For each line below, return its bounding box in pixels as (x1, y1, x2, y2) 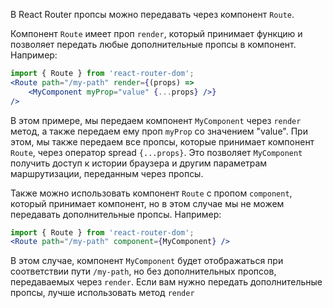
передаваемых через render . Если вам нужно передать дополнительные (10, 276, 323, 288)
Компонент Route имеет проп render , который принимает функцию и (10, 28, 303, 39)
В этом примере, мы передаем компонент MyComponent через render (10, 114, 302, 126)
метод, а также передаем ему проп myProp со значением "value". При (10, 125, 308, 137)
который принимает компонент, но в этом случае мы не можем (10, 197, 285, 209)
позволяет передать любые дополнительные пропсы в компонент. (10, 39, 297, 50)
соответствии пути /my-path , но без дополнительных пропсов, (10, 265, 277, 278)
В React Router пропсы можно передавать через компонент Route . (10, 9, 295, 20)
